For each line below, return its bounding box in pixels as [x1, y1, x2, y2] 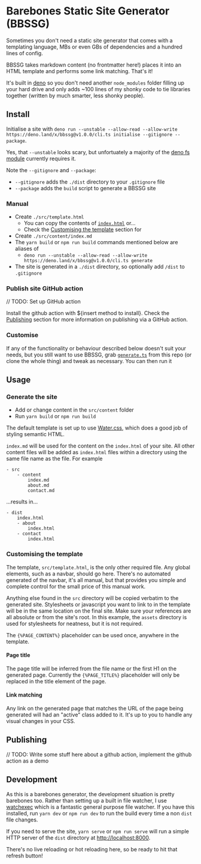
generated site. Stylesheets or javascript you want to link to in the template [6, 601, 190, 608]
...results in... [6, 498, 38, 505]
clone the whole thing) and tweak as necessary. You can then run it [6, 357, 172, 364]
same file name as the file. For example [6, 455, 103, 463]
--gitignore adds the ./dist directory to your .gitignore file [14, 178, 165, 185]
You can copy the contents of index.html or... [23, 220, 136, 227]
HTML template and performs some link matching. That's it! [6, 67, 153, 74]
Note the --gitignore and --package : [6, 166, 97, 173]
